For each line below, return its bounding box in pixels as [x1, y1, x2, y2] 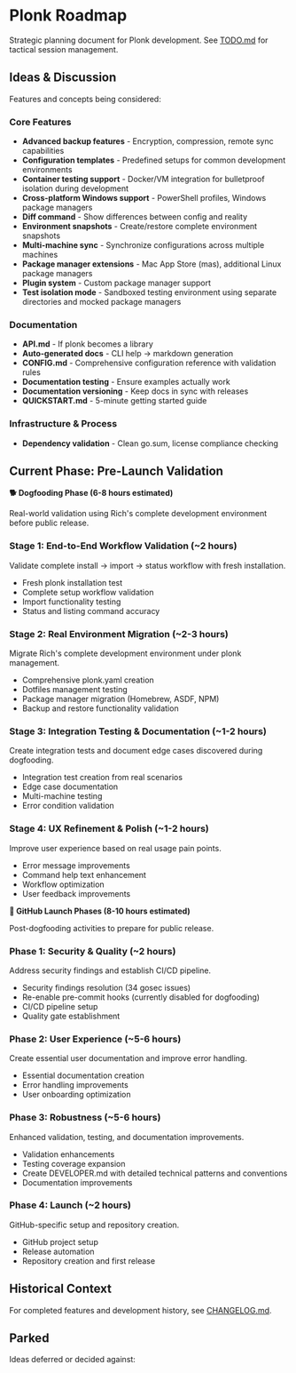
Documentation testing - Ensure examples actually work [21, 377, 230, 387]
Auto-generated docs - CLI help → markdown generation [21, 348, 234, 359]
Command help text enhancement [21, 869, 146, 880]
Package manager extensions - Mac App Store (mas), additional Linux [21, 259, 282, 269]
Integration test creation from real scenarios [21, 772, 183, 783]
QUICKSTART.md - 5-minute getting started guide [21, 395, 207, 406]
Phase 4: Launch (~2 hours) [9, 1199, 131, 1211]
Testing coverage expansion [21, 1158, 126, 1169]
